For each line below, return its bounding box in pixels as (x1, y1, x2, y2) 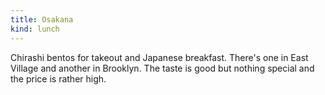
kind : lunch (10, 24, 60, 34)
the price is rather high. (10, 72, 107, 85)
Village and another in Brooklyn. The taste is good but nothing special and (10, 62, 315, 74)
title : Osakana (10, 14, 74, 25)
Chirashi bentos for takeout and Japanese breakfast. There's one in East (10, 51, 309, 63)
